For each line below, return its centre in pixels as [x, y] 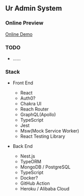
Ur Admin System [34, 8]
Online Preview [24, 23]
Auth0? [28, 98]
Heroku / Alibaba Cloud [45, 189]
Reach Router [35, 109]
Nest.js [28, 156]
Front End [23, 83]
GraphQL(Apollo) [38, 115]
